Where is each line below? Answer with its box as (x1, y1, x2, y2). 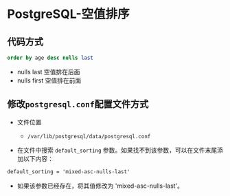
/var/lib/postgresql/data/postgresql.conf (27, 133, 151, 140)
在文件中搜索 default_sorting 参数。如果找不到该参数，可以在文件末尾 (16, 146, 218, 154)
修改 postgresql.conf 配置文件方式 (7, 98, 149, 110)
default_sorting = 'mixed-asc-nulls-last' (7, 168, 130, 175)
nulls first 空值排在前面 (16, 76, 82, 85)
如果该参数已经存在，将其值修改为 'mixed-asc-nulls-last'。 (16, 182, 184, 190)
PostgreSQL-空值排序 (7, 6, 130, 22)
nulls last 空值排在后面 (16, 67, 80, 76)
